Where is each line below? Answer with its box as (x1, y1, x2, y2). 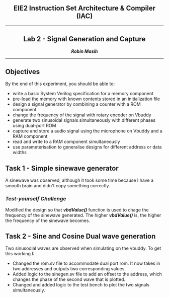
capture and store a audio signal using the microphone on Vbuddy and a (12, 128, 162, 134)
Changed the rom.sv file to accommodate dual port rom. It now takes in (12, 260, 160, 266)
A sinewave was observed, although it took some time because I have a (5, 177, 154, 183)
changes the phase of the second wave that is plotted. (12, 276, 126, 282)
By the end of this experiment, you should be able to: (5, 81, 115, 87)
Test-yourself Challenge (5, 195, 66, 202)
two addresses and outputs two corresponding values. (12, 266, 126, 272)
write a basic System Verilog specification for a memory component (12, 91, 154, 97)
